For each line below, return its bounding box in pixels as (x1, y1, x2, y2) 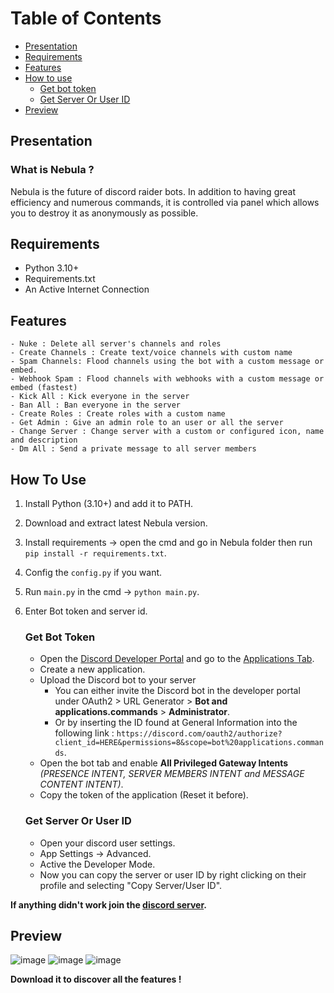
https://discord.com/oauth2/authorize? (116, 729, 283, 739)
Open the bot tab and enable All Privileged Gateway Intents (39, 757, 289, 769)
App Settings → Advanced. (39, 847, 152, 859)
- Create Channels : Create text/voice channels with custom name (10, 348, 293, 358)
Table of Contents (10, 7, 162, 30)
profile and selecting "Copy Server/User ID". (39, 879, 223, 891)
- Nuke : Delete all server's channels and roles (10, 339, 222, 349)
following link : (54, 727, 115, 739)
